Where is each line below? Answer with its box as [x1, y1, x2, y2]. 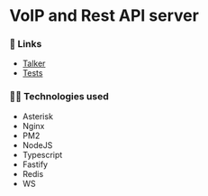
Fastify [22, 159, 48, 170]
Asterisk [22, 110, 54, 122]
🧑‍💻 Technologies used [9, 90, 110, 103]
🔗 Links [9, 38, 42, 51]
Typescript [22, 149, 63, 160]
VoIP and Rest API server [9, 5, 200, 26]
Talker [22, 58, 46, 69]
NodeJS [22, 139, 53, 150]
